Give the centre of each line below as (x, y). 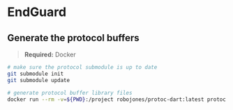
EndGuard (37, 12)
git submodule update (39, 80)
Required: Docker (50, 54)
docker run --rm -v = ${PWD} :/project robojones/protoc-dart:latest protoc (117, 99)
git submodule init (36, 74)
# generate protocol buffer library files (70, 93)
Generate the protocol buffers (73, 38)
